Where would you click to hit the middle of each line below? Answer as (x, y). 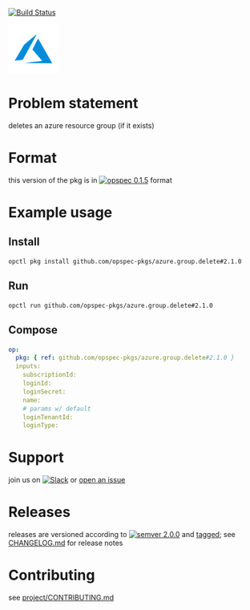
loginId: (37, 383)
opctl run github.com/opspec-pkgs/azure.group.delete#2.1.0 (111, 305)
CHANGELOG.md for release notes (66, 543)
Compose (33, 330)
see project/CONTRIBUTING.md (61, 598)
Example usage (60, 213)
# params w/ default (57, 409)
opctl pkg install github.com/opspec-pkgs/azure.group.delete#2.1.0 (125, 261)
